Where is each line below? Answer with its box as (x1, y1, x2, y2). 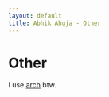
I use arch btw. (8, 80, 57, 90)
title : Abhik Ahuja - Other (8, 19, 102, 27)
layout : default (8, 11, 62, 20)
